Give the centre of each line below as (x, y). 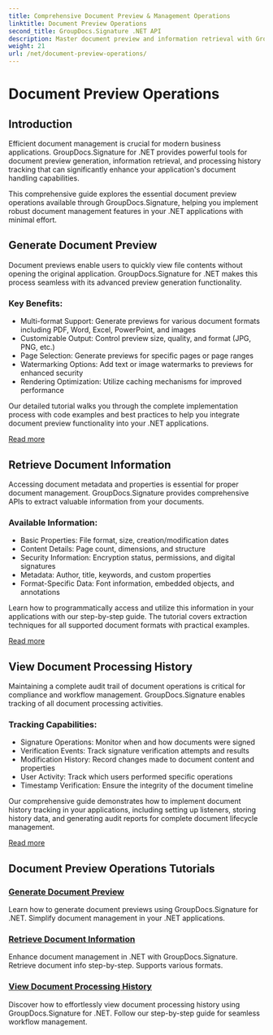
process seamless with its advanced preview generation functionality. (125, 282)
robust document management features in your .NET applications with (126, 211)
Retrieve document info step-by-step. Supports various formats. (116, 966)
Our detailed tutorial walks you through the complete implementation (123, 406)
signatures (38, 566)
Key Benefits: (36, 304)
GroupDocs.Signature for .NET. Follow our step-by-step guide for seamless (134, 1013)
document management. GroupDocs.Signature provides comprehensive (129, 492)
